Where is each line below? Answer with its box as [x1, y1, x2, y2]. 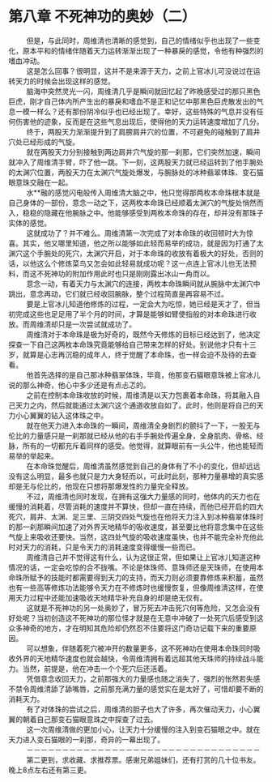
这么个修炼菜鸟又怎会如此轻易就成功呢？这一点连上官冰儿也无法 [36, 259, 249, 268]
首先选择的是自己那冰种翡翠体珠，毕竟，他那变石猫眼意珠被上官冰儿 [33, 370, 261, 379]
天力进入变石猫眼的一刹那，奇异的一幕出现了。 [8, 734, 164, 744]
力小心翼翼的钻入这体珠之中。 [8, 410, 108, 420]
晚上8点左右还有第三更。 [8, 765, 91, 775]
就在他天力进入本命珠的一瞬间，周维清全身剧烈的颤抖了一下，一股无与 [26, 421, 261, 430]
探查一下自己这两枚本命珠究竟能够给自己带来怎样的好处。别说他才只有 [8, 340, 243, 349]
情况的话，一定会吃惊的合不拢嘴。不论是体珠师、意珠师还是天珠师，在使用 [8, 562, 257, 572]
